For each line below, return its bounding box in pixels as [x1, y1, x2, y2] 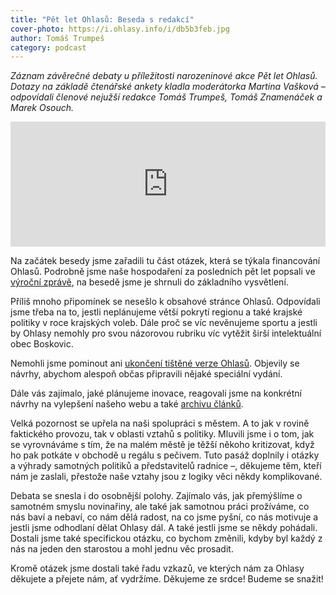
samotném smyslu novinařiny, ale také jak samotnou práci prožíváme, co [10, 501, 310, 513]
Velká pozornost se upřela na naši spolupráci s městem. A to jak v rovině [10, 417, 310, 430]
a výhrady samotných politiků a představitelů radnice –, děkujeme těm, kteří [10, 460, 322, 472]
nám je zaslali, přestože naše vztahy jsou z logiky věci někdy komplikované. [10, 471, 323, 483]
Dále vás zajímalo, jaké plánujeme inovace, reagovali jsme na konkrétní [10, 387, 302, 400]
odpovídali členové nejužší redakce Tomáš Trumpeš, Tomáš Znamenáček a [10, 91, 323, 103]
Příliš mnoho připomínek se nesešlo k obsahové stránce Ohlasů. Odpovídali [10, 296, 321, 308]
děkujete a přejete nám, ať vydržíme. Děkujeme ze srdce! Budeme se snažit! [10, 573, 324, 585]
